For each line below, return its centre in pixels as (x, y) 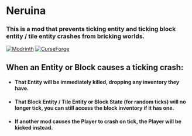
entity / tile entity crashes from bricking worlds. (76, 36)
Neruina (26, 11)
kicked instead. (34, 127)
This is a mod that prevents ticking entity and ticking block (91, 29)
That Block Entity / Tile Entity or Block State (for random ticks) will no (100, 102)
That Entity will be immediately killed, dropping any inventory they (97, 82)
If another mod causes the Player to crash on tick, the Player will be (98, 121)
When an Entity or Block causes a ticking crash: (95, 67)
